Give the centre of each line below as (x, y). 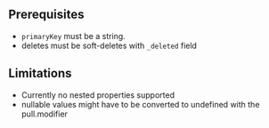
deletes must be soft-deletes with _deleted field (109, 45)
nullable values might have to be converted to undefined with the (140, 104)
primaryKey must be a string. (73, 36)
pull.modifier (45, 114)
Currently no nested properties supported (98, 95)
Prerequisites (46, 15)
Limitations (40, 73)
